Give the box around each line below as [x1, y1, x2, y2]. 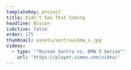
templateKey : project [6, 9, 61, 15]
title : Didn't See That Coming [6, 15, 86, 21]
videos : [6, 43, 26, 49]
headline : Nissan [6, 20, 50, 26]
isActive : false [6, 26, 47, 32]
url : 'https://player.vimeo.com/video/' [17, 54, 121, 60]
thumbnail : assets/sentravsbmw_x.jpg [6, 37, 102, 43]
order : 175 [6, 32, 34, 38]
